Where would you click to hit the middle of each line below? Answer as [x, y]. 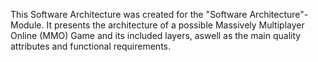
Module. [27, 25]
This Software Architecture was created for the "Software [129, 14]
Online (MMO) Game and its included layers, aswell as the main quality [156, 35]
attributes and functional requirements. [91, 46]
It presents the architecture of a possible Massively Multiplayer [175, 25]
